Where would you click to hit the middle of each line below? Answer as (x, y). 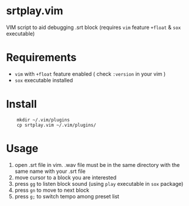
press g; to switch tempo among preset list (67, 196)
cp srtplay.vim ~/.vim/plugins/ (56, 125)
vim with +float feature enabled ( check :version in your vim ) (90, 74)
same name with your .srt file (50, 171)
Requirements (41, 58)
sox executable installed (44, 80)
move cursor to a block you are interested (66, 177)
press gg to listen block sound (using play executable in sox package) (99, 184)
